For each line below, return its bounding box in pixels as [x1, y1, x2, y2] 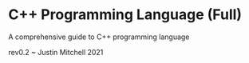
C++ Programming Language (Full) [8, 6, 242, 24]
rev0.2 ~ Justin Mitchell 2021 [8, 47, 104, 57]
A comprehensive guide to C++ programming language [8, 32, 190, 41]
